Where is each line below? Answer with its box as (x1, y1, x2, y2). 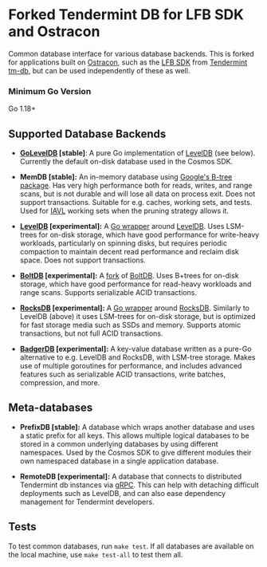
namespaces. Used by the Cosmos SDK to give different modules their (19, 447, 252, 457)
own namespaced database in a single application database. (19, 456, 219, 466)
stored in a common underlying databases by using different (19, 439, 218, 448)
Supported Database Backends (8, 127, 167, 140)
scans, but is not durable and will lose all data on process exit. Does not (19, 189, 256, 199)
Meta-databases (8, 401, 93, 415)
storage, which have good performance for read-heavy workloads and (19, 279, 252, 289)
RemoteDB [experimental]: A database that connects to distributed (19, 471, 241, 481)
